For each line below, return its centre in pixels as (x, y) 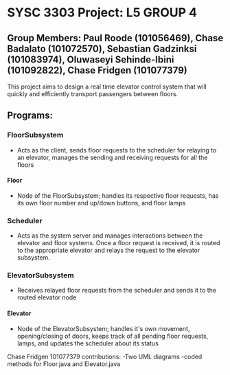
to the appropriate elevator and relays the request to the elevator (108, 250)
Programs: (30, 116)
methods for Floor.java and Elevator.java (64, 364)
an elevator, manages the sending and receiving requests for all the (112, 157)
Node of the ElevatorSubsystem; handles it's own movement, (103, 328)
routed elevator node (47, 297)
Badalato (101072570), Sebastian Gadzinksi (102, 48)
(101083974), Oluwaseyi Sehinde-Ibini (91, 59)
